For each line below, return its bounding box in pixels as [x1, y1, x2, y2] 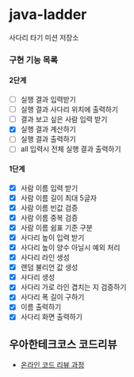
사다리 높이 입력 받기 [20, 232, 85, 242]
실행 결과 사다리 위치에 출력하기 [20, 105, 118, 114]
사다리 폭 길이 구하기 [20, 292, 85, 302]
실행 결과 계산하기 [20, 124, 76, 134]
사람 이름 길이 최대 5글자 [20, 192, 98, 203]
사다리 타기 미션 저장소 [9, 32, 79, 42]
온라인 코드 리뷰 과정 [20, 360, 85, 370]
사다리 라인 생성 [20, 253, 70, 262]
